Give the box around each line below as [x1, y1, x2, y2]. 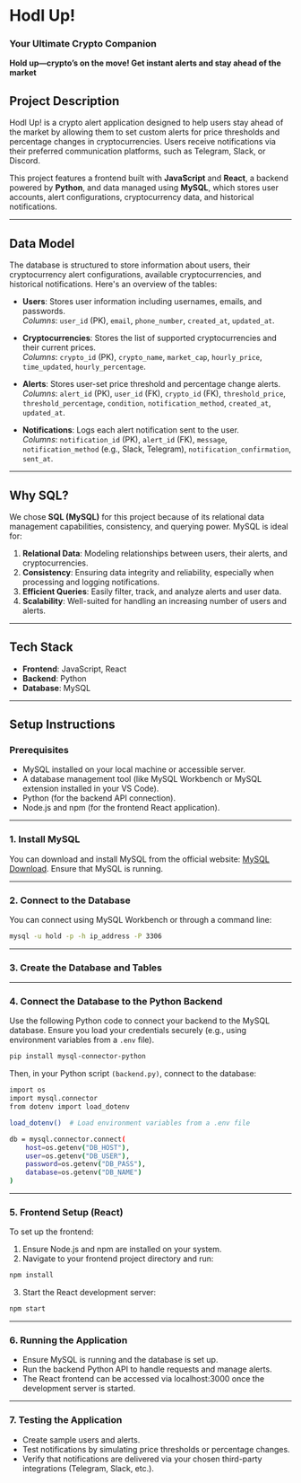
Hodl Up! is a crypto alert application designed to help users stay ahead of [9, 118, 284, 128]
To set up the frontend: [9, 1226, 94, 1237]
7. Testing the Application [9, 1414, 123, 1426]
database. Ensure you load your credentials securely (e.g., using [9, 1025, 247, 1036]
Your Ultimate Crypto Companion [9, 38, 157, 50]
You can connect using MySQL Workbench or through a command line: [9, 915, 272, 926]
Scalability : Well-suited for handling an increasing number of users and [21, 595, 287, 606]
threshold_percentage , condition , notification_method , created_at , [21, 398, 271, 408]
